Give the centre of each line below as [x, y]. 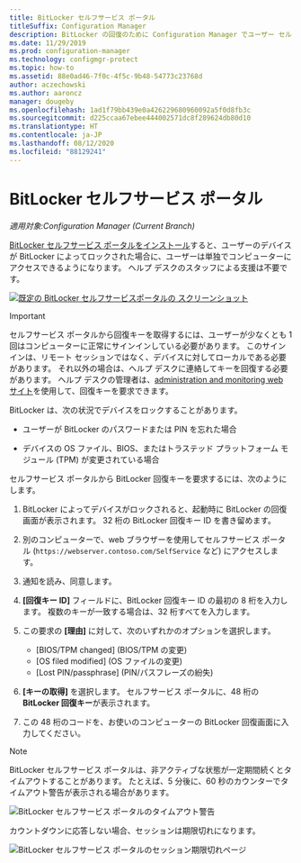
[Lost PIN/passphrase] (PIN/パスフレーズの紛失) [124, 672]
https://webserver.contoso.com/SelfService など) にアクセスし [153, 550]
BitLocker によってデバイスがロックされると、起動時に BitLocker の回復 [155, 509]
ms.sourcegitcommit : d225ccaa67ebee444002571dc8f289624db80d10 [130, 118]
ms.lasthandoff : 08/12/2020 [62, 143]
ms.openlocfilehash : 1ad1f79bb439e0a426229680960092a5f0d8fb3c [130, 110]
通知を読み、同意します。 [69, 581]
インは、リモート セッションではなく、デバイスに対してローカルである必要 [148, 357]
